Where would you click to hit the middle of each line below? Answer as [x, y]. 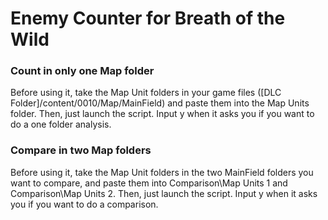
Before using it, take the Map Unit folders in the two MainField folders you [162, 172]
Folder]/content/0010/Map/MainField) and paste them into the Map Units [160, 103]
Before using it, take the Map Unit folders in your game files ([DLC [146, 93]
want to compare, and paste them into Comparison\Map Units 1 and [149, 183]
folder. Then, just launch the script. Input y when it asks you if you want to [162, 114]
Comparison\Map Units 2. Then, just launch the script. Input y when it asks [164, 193]
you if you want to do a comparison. [84, 204]
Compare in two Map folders [81, 150]
